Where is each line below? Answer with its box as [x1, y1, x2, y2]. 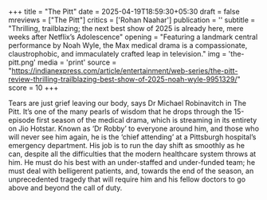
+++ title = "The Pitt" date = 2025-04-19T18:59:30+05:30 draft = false [8, 7, 241, 16]
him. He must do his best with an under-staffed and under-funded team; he [8, 158, 256, 167]
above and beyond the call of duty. [8, 183, 123, 192]
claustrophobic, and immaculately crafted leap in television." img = [8, 49, 227, 58]
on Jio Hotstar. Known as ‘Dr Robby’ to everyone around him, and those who [8, 124, 260, 133]
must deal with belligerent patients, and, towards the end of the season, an [8, 167, 254, 175]
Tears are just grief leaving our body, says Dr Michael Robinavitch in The [8, 99, 247, 108]
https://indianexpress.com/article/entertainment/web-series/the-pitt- [11, 66, 238, 75]
